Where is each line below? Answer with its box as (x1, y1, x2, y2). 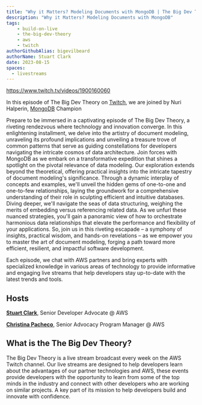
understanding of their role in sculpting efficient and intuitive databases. (6, 193, 185, 201)
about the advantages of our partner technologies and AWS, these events (6, 367, 189, 374)
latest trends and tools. (6, 275, 63, 283)
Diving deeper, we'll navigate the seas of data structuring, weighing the (6, 200, 183, 207)
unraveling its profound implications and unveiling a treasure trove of (6, 136, 177, 143)
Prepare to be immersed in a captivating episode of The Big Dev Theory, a (6, 117, 190, 124)
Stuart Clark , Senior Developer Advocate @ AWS (6, 309, 128, 316)
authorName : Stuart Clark (6, 54, 71, 60)
